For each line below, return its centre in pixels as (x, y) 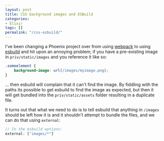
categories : (17, 19)
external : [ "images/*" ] (29, 134)
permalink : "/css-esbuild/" (34, 32)
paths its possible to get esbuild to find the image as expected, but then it (79, 89)
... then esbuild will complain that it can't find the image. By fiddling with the (82, 85)
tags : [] (14, 28)
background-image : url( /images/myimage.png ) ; (61, 70)
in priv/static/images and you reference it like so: (56, 57)
